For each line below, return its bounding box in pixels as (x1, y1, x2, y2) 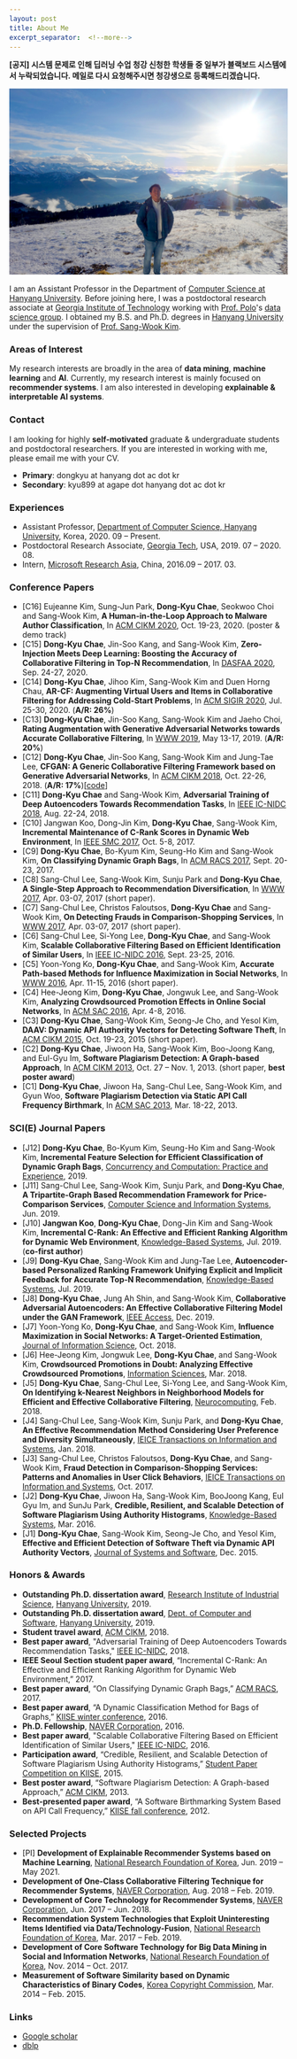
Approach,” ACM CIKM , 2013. (21, 1786, 130, 1797)
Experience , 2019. (21, 1170, 88, 1181)
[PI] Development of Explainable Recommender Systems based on (21, 1847, 271, 1859)
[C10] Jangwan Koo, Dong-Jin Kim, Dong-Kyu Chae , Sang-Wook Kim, (21, 817, 278, 828)
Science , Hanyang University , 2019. (21, 1598, 152, 1609)
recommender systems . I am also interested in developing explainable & (9, 382, 276, 393)
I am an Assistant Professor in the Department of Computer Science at (9, 283, 266, 294)
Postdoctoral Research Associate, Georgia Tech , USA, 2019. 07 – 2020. (21, 540, 281, 551)
